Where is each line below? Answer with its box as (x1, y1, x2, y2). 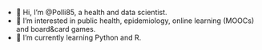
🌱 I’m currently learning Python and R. (15, 33, 142, 42)
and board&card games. (15, 25, 96, 33)
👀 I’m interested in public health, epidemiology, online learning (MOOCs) (15, 16, 255, 25)
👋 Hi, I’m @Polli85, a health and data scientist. (15, 8, 167, 17)
